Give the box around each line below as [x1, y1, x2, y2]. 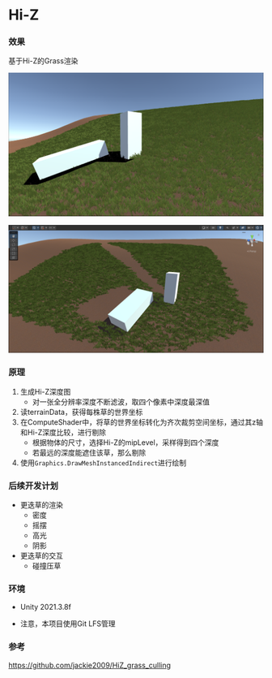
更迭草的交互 [19, 551, 63, 561]
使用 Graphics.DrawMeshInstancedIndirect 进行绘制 [19, 457, 187, 468]
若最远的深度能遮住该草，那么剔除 [32, 447, 147, 457]
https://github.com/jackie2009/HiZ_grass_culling [8, 660, 172, 670]
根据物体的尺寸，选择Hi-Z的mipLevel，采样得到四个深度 [32, 437, 219, 447]
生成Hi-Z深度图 [19, 387, 71, 396]
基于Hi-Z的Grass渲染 [8, 56, 79, 66]
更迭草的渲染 [19, 500, 63, 510]
